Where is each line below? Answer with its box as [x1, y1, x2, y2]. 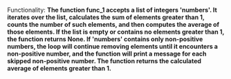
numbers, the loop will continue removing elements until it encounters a [7, 43, 218, 50]
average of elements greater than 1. [7, 65, 112, 72]
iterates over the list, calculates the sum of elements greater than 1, [7, 13, 205, 21]
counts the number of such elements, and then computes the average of [7, 21, 220, 28]
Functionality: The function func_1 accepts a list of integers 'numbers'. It [7, 6, 218, 14]
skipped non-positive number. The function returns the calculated [7, 57, 202, 65]
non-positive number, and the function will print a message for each [7, 49, 207, 58]
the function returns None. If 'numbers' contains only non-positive [7, 35, 203, 43]
